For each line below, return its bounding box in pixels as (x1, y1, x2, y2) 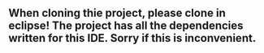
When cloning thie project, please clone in (8, 6, 226, 20)
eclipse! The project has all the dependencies (8, 19, 244, 33)
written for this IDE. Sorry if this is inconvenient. (8, 31, 257, 45)
